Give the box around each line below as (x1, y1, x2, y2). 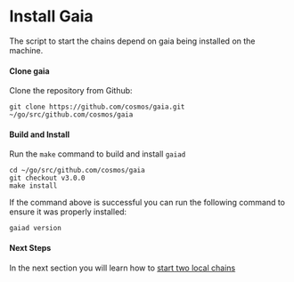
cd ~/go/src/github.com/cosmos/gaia (9, 166, 145, 175)
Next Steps (9, 242, 52, 253)
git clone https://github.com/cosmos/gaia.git (9, 102, 185, 112)
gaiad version (9, 224, 62, 233)
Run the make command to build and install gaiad (9, 149, 186, 159)
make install (9, 181, 58, 190)
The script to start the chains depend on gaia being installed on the (9, 36, 256, 46)
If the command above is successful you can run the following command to (9, 197, 286, 208)
